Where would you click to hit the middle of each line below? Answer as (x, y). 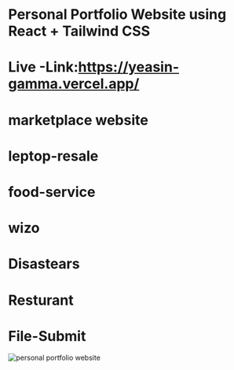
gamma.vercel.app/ (74, 84)
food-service (52, 192)
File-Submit (47, 336)
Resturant (41, 300)
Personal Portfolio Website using (117, 15)
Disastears (44, 264)
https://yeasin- (128, 67)
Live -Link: (43, 67)
